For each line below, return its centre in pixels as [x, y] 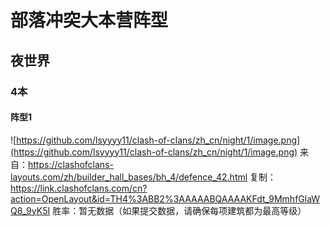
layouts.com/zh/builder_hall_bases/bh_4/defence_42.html [129, 177]
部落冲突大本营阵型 [89, 20]
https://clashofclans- [71, 164]
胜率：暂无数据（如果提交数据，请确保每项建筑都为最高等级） [179, 210]
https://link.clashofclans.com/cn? [79, 188]
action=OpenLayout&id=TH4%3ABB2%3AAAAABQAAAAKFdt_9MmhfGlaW [165, 198]
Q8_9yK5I [30, 210]
